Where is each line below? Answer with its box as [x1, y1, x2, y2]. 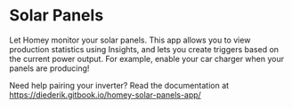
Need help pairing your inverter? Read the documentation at [9, 80, 230, 90]
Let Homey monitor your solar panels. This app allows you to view [9, 35, 251, 45]
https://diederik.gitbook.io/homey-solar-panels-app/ [9, 90, 202, 100]
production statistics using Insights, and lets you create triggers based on [9, 43, 279, 54]
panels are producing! [9, 63, 90, 74]
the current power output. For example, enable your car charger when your [9, 53, 285, 64]
